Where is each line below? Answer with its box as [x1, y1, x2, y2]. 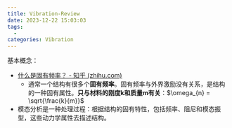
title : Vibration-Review [7, 10, 80, 17]
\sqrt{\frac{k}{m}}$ [27, 97, 84, 105]
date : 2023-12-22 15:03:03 [7, 17, 86, 24]
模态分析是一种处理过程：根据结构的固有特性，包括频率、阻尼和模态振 [17, 105, 221, 113]
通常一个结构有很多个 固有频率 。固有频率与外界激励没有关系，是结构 [27, 80, 226, 88]
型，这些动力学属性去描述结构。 [17, 113, 110, 122]
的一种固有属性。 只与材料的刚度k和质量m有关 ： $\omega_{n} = [27, 89, 211, 97]
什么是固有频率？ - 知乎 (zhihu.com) [17, 71, 122, 80]
